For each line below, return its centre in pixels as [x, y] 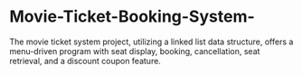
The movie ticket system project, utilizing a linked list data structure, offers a [151, 42]
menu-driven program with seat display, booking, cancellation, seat [135, 51]
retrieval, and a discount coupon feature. [85, 61]
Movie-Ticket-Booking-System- [132, 17]
